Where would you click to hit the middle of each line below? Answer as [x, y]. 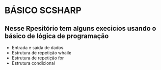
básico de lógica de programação [57, 36]
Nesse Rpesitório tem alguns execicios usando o [80, 28]
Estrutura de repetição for [38, 58]
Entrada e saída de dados [38, 48]
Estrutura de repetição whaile [41, 53]
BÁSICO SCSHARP [43, 10]
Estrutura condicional [33, 63]
